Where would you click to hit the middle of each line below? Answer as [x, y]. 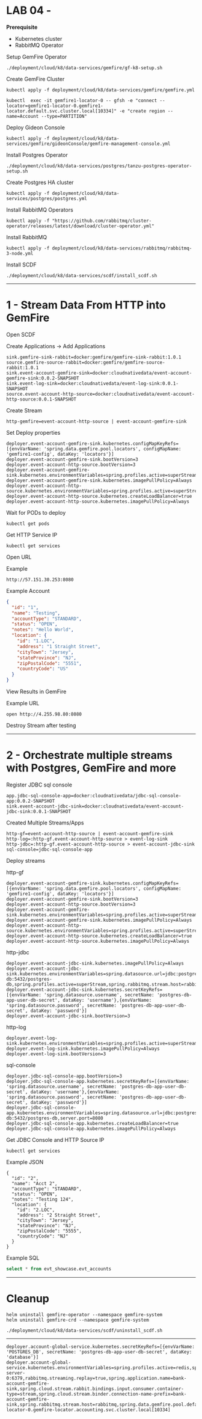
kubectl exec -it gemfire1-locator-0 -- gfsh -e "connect [82, 100]
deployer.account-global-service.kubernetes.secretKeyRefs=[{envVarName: [101, 1347]
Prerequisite [22, 27]
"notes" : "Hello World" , [43, 630]
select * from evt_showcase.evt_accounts [59, 1269]
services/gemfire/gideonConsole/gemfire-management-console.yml [88, 144]
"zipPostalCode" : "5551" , [50, 663]
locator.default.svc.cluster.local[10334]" [62, 111]
